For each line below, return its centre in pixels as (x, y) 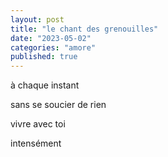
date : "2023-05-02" (51, 38)
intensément (36, 143)
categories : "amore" (53, 47)
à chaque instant (45, 85)
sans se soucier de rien (58, 105)
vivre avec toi (38, 124)
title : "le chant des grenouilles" (84, 29)
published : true (44, 57)
